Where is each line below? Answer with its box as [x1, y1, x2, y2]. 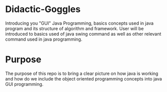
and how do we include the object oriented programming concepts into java [5, 75, 162, 81]
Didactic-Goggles [5, 4, 81, 15]
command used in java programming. [5, 36, 82, 42]
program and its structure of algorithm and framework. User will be [5, 25, 144, 31]
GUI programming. [5, 81, 44, 87]
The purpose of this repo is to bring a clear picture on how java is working [5, 70, 158, 76]
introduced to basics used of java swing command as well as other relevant [5, 31, 161, 37]
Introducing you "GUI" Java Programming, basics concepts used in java [5, 20, 154, 26]
